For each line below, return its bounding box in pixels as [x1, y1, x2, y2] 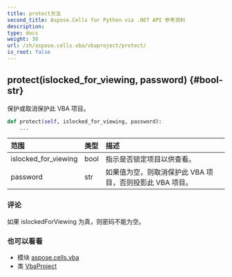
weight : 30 [7, 36, 39, 43]
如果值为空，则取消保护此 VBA [105, 167, 205, 177]
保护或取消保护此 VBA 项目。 [7, 104, 90, 113]
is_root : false [7, 49, 51, 56]
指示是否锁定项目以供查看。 [105, 155, 195, 164]
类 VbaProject [17, 262, 57, 270]
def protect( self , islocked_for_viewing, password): [7, 118, 162, 125]
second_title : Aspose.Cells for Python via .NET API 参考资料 [7, 17, 186, 23]
